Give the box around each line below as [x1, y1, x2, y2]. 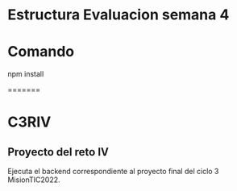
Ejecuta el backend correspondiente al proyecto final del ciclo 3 [7, 167, 219, 176]
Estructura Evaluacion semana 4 [7, 6, 230, 24]
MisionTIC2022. [7, 175, 61, 185]
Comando [7, 43, 74, 61]
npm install [7, 69, 44, 79]
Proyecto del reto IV [7, 145, 110, 159]
